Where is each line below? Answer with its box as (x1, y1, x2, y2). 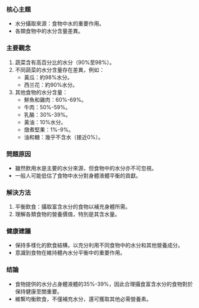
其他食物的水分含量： (14, 89, 68, 96)
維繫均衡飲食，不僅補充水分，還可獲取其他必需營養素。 (14, 295, 152, 303)
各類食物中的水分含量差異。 (14, 28, 84, 35)
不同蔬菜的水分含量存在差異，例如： (14, 66, 105, 73)
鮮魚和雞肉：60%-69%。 (23, 96, 87, 103)
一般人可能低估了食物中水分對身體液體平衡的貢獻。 (14, 172, 141, 179)
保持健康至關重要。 (14, 288, 63, 295)
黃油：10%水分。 (23, 118, 67, 126)
